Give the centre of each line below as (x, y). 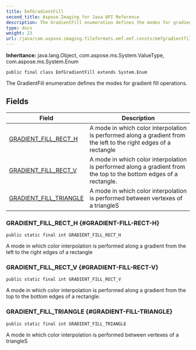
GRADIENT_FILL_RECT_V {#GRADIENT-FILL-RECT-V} (82, 267)
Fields (17, 102)
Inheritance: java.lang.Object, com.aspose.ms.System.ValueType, (85, 55)
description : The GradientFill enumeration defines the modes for (88, 22)
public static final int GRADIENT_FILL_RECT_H (64, 235)
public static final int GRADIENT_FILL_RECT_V (64, 279)
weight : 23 (19, 33)
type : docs (19, 28)
